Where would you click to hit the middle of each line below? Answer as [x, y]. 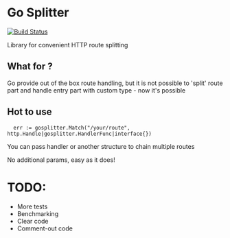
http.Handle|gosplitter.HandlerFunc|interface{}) [80, 134]
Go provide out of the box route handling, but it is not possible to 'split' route [115, 83]
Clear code [33, 221]
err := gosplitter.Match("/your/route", [72, 128]
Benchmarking [38, 213]
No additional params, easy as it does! [61, 160]
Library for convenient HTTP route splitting [68, 45]
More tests [32, 206]
